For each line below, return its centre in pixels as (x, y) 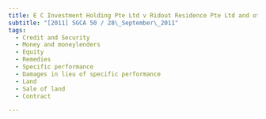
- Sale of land (40, 89)
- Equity (30, 52)
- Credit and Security (53, 37)
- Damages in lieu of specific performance (88, 74)
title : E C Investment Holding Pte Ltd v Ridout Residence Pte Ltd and (129, 15)
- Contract (33, 96)
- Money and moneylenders (58, 45)
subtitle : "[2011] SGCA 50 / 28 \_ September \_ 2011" (93, 23)
